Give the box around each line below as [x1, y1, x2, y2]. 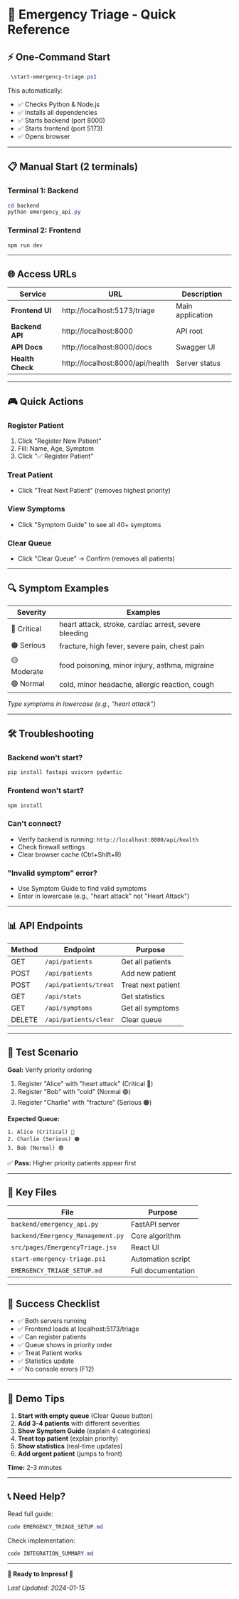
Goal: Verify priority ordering [7, 1066, 92, 1074]
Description [181, 289, 223, 299]
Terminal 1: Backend [7, 185, 79, 195]
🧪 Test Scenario [7, 1046, 79, 1058]
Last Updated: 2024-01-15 [7, 1583, 85, 1592]
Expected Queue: [7, 1114, 60, 1123]
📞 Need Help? [7, 1491, 66, 1503]
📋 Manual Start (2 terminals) [7, 160, 139, 173]
